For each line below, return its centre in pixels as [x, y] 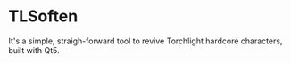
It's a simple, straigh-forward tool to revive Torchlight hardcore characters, [145, 41]
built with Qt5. [34, 50]
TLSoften [43, 16]
